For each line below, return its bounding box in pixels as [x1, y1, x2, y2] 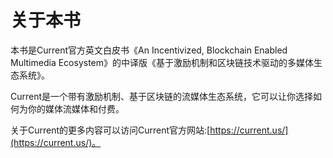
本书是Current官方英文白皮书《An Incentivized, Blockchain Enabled [10, 44, 288, 56]
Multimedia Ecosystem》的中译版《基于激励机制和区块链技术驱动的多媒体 [10, 56, 315, 68]
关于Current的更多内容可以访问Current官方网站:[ [10, 124, 211, 136]
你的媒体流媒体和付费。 [27, 102, 125, 115]
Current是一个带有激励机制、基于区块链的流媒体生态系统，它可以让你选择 [10, 90, 314, 102]
